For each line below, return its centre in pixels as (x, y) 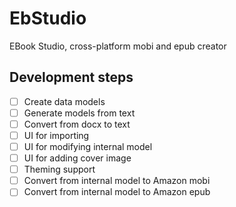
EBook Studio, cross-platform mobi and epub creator (118, 46)
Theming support (59, 169)
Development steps (71, 77)
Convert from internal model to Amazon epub (117, 192)
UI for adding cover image (77, 158)
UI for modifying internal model (88, 146)
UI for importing (56, 135)
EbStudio (48, 18)
